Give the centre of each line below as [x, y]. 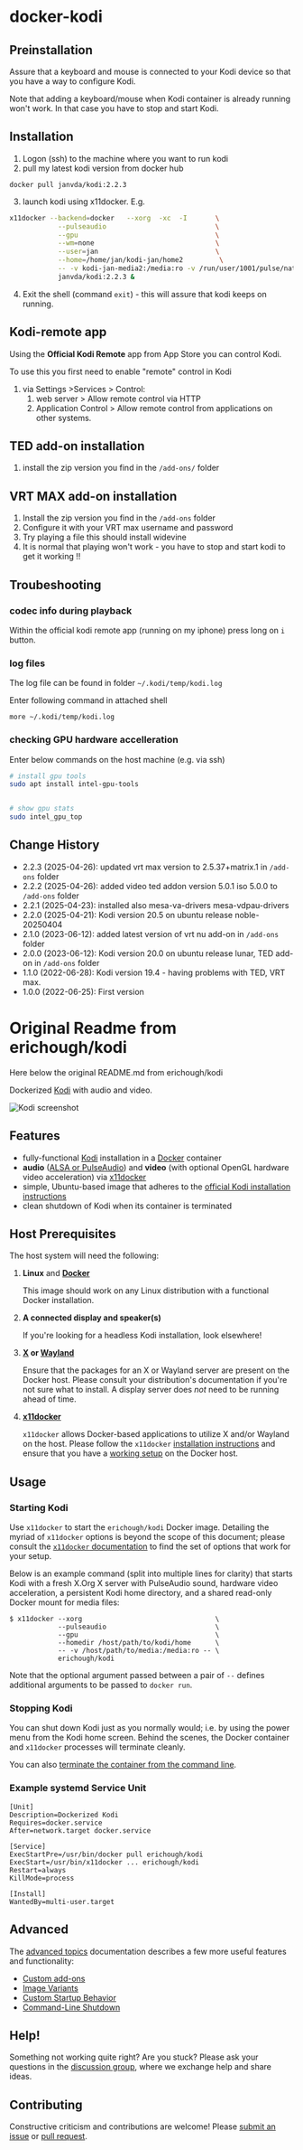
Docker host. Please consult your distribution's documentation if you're [155, 1380]
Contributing [46, 2104]
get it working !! [51, 557]
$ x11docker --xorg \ [115, 1620]
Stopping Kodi [41, 1708]
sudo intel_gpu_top [46, 817]
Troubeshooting [55, 585]
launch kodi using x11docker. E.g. [84, 202]
